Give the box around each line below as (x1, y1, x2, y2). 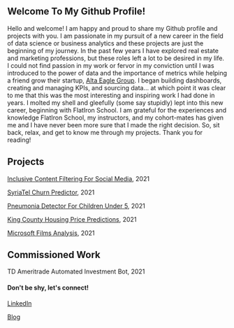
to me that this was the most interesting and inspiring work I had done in (7, 91, 215, 99)
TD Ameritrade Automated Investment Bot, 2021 (7, 267, 145, 276)
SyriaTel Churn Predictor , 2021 (7, 188, 95, 197)
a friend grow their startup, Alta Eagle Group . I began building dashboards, (7, 76, 222, 85)
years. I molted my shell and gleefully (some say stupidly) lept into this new (7, 98, 224, 107)
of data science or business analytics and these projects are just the (7, 38, 204, 48)
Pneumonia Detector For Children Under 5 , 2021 (7, 201, 145, 210)
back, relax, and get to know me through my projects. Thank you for (7, 128, 203, 136)
